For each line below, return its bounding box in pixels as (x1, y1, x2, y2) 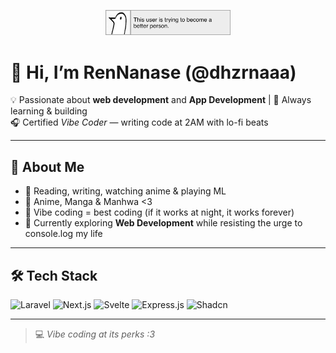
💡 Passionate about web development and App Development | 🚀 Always (10, 94, 312, 106)
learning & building (10, 105, 88, 117)
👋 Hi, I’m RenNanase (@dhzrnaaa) (10, 61, 297, 84)
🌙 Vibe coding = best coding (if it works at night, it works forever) (24, 206, 295, 219)
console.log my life (24, 228, 103, 240)
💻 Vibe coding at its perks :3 (34, 328, 156, 340)
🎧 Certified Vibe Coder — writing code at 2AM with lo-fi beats (10, 116, 269, 129)
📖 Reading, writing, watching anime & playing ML (24, 185, 227, 197)
